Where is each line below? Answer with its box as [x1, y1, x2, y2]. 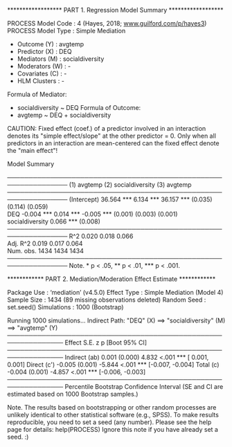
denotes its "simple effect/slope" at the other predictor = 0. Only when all [7, 131, 217, 140]
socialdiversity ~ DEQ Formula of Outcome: [17, 104, 141, 111]
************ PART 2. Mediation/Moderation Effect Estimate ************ [7, 275, 216, 283]
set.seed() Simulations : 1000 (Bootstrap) [7, 303, 124, 311]
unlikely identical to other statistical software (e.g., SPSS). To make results [7, 411, 220, 419]
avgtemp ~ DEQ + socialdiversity [17, 111, 111, 119]
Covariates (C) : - [17, 69, 67, 77]
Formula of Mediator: [7, 90, 67, 98]
